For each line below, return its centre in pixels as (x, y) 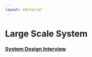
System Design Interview (35, 49)
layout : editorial (24, 9)
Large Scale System (46, 33)
